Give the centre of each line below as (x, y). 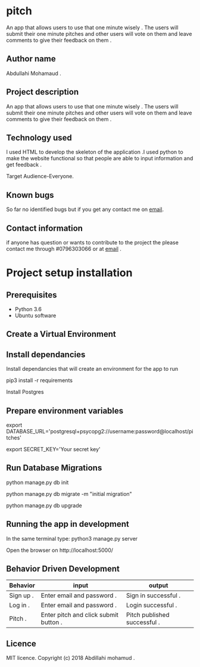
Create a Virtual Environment (61, 334)
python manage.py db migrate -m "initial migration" (69, 494)
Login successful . (151, 605)
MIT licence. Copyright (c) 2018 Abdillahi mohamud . (71, 658)
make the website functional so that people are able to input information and (100, 159)
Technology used (39, 137)
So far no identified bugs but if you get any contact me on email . (85, 209)
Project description (43, 92)
